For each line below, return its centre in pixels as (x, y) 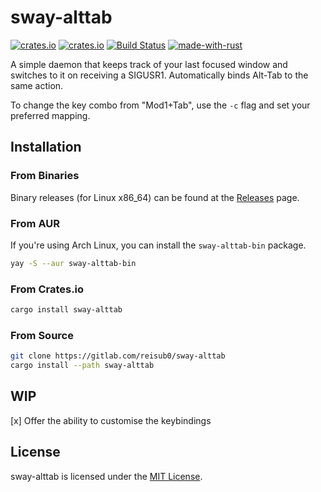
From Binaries (45, 176)
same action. (37, 85)
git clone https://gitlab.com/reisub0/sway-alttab (118, 356)
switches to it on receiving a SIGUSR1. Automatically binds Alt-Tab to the (159, 75)
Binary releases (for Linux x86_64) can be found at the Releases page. (155, 197)
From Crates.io (47, 289)
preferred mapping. (50, 115)
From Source (42, 335)
